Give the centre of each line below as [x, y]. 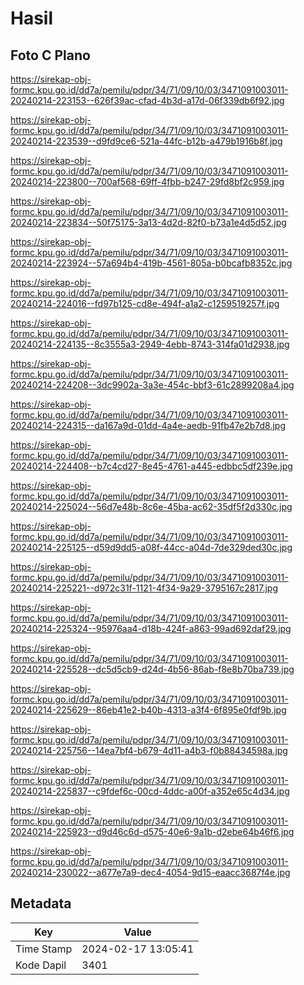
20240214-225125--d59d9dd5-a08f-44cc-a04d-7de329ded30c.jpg [151, 547]
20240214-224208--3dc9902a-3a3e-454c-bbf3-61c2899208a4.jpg [152, 385]
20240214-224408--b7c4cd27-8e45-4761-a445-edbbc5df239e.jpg [151, 466]
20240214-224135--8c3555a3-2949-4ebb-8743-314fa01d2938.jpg [150, 344]
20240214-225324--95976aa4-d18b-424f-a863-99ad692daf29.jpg [151, 628]
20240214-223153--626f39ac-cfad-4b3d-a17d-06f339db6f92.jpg [147, 100]
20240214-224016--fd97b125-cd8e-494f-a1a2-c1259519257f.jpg [145, 303]
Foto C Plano [50, 55]
